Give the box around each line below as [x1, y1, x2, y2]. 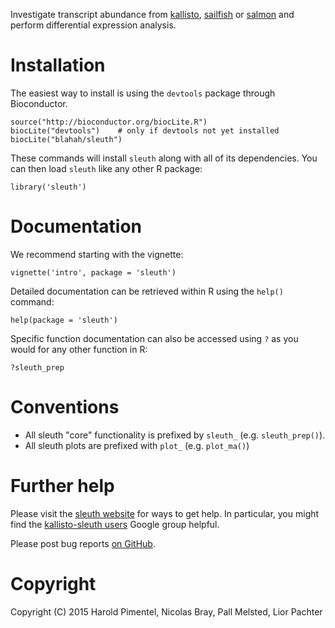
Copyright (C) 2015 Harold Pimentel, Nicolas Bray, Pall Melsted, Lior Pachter [10, 605, 323, 618]
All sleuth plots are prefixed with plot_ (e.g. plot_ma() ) [24, 439, 250, 451]
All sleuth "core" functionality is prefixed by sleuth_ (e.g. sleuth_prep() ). [24, 429, 326, 441]
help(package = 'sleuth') [10, 315, 118, 325]
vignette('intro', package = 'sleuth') [10, 267, 177, 278]
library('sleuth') [10, 182, 87, 192]
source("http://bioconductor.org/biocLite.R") [10, 117, 208, 127]
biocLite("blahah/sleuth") [10, 134, 123, 144]
